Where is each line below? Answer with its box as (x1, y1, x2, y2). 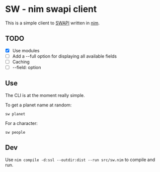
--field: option (12, 64, 41, 70)
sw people (5, 130, 26, 135)
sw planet (5, 111, 26, 116)
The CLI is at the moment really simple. (5, 92, 85, 98)
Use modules (12, 47, 40, 53)
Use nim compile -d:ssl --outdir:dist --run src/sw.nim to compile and (5, 157, 156, 163)
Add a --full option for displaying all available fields (12, 53, 117, 59)
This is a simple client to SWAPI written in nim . (5, 20, 100, 26)
